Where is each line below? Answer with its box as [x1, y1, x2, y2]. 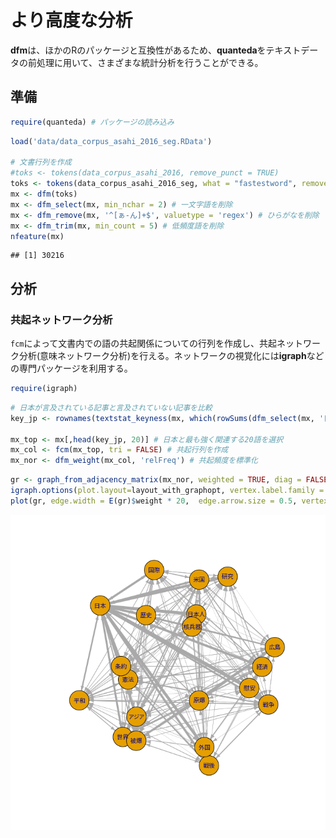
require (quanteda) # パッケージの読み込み [10, 117, 175, 127]
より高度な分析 [10, 9, 133, 32]
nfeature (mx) [10, 231, 65, 241]
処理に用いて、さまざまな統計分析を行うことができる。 [36, 56, 264, 68]
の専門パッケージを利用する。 [10, 362, 133, 375]
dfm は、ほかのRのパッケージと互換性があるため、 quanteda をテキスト [10, 44, 302, 56]
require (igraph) [10, 384, 78, 394]
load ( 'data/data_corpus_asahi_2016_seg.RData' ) [10, 136, 213, 146]
